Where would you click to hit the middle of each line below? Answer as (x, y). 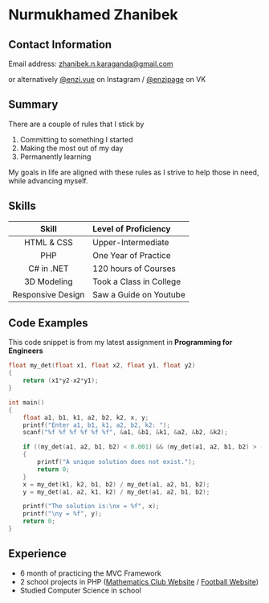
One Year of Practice (131, 255)
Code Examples (48, 323)
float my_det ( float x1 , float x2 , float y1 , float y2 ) (102, 366)
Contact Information (60, 45)
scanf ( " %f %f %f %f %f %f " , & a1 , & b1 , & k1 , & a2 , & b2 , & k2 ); (126, 433)
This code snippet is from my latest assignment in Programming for (120, 343)
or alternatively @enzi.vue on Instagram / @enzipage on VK (107, 79)
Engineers (26, 351)
